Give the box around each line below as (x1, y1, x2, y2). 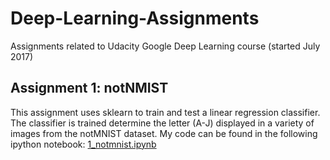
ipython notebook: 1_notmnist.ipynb (10, 138, 157, 150)
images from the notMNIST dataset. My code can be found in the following (10, 127, 318, 139)
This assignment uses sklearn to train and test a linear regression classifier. (10, 106, 321, 118)
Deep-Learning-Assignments (10, 7, 260, 30)
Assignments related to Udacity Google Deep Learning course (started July (10, 40, 321, 52)
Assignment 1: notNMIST (10, 80, 169, 97)
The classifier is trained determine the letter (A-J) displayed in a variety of (10, 117, 315, 129)
